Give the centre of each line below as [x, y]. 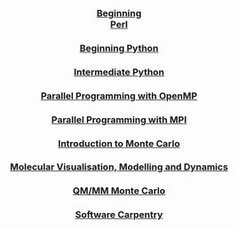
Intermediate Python [119, 72]
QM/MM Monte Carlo [119, 191]
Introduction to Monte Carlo [119, 143]
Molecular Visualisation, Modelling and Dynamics [119, 167]
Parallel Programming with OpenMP [119, 96]
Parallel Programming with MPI [119, 120]
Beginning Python [119, 48]
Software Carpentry [119, 215]
